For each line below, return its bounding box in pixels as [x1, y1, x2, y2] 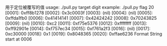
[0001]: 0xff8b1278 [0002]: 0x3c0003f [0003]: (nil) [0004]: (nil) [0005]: [5, 10, 153, 16]
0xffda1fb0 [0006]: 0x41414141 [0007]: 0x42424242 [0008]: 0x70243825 [5, 15, 157, 21]
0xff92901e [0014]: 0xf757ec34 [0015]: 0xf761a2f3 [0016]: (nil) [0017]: [5, 26, 151, 31]
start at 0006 [5, 36, 32, 42]
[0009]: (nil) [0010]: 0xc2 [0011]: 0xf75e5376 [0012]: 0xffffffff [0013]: [5, 20, 147, 26]
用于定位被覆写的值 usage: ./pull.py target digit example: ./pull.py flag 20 [5, 4, 155, 10]
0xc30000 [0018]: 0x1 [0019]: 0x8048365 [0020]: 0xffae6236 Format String [5, 31, 163, 37]
